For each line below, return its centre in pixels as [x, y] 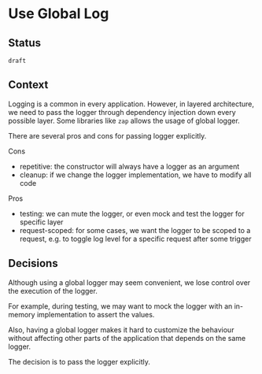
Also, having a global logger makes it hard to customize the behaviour [121, 330]
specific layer [41, 222]
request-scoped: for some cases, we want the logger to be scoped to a [135, 230]
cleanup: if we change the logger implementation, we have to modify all [135, 175]
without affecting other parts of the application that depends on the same [127, 338]
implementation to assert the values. [96, 314]
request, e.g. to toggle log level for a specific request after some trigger [135, 239]
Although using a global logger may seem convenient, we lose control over [129, 282]
